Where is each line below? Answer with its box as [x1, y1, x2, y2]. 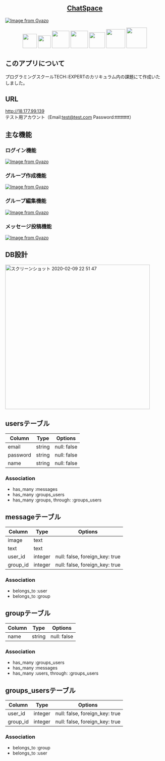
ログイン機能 [5, 146, 37, 154]
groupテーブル [5, 609, 51, 618]
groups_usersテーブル [5, 686, 76, 695]
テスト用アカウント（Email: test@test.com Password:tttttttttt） [5, 114, 134, 120]
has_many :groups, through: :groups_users [12, 497, 102, 503]
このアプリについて [5, 59, 65, 68]
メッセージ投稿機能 [5, 223, 52, 230]
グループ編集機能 [5, 197, 46, 205]
